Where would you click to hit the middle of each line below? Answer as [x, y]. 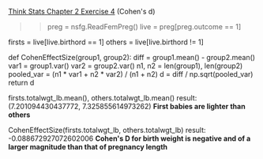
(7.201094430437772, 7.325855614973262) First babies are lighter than [127, 106]
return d [21, 83]
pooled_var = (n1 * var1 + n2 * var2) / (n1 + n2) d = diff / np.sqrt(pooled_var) [131, 74]
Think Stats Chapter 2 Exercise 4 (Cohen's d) [82, 11]
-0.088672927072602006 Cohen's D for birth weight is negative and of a [130, 138]
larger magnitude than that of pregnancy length [88, 147]
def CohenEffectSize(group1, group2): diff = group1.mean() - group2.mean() [131, 57]
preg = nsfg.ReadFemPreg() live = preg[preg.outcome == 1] [144, 26]
